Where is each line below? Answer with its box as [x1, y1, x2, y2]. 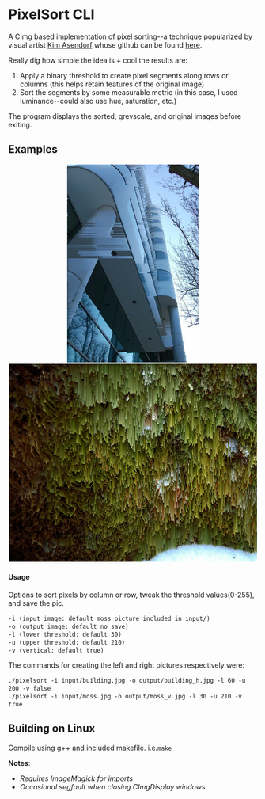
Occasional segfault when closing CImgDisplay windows [19, 782, 206, 791]
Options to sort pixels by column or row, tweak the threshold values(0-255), [8, 590, 255, 599]
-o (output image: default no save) [8, 622, 129, 630]
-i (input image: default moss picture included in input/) [8, 614, 211, 622]
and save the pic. [8, 598, 65, 607]
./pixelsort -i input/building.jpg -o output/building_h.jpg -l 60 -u [8, 676, 246, 684]
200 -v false [8, 684, 51, 692]
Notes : [8, 758, 31, 767]
